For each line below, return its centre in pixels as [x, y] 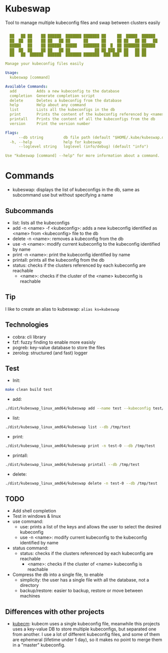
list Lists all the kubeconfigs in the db [62, 110]
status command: [30, 548]
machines [30, 596]
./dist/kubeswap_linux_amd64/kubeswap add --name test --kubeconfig [78, 408]
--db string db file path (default [64, 137]
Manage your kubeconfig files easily [44, 64]
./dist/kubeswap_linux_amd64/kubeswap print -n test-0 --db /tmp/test [80, 446]
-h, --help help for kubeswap [55, 142]
